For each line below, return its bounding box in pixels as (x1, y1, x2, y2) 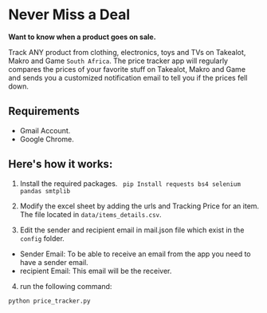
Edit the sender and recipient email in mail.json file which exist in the (19, 225, 245, 235)
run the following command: (19, 281, 112, 291)
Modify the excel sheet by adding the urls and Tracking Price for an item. (19, 201, 260, 211)
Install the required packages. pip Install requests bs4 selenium (19, 178, 241, 188)
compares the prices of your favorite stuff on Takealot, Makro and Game (8, 64, 245, 73)
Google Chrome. (19, 134, 74, 144)
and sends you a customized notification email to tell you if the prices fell (8, 73, 248, 82)
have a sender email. (19, 257, 89, 267)
